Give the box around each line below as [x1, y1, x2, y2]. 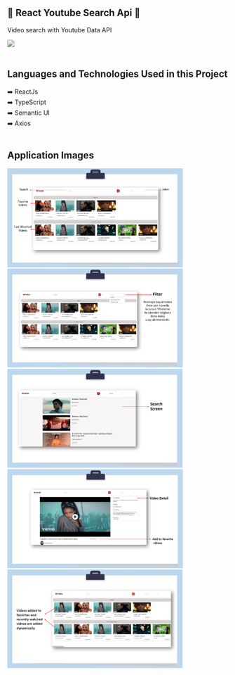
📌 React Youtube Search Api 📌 [7, 7, 141, 19]
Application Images [7, 149, 95, 162]
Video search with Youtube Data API [7, 25, 112, 34]
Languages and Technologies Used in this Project [7, 68, 228, 80]
